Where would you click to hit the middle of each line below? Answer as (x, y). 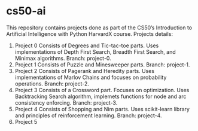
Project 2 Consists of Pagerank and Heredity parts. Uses (84, 71)
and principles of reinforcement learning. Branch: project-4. (89, 115)
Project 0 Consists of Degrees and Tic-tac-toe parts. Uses (87, 45)
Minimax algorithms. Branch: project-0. (63, 58)
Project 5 (26, 121)
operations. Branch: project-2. (52, 83)
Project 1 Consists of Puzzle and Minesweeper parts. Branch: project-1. (102, 65)
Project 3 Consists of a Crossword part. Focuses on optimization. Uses (102, 90)
